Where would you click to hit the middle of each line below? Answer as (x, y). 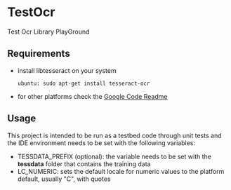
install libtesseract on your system (67, 70)
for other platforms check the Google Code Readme (92, 96)
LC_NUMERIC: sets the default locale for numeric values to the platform (121, 171)
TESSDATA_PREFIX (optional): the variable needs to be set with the (114, 156)
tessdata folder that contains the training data (84, 164)
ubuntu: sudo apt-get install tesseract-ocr (84, 83)
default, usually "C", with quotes (64, 179)
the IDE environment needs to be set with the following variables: (101, 143)
